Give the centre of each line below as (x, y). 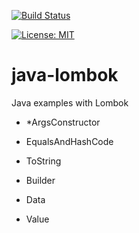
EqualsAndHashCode (69, 141)
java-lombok (65, 75)
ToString (43, 161)
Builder (40, 180)
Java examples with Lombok (70, 102)
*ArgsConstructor (63, 122)
